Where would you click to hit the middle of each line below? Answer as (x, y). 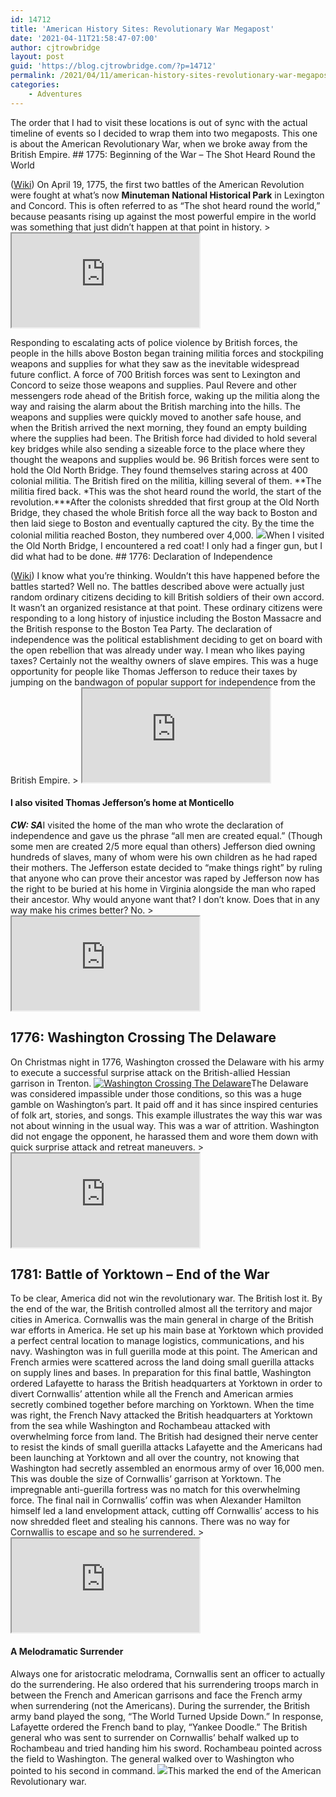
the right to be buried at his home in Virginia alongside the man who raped (163, 888)
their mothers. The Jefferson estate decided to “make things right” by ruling (166, 867)
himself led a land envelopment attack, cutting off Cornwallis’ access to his (165, 1511)
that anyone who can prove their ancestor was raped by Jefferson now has (165, 878)
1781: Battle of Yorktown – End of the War (140, 1274)
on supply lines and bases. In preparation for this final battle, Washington (161, 1373)
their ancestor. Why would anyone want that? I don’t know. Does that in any (165, 899)
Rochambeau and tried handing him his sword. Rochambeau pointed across (166, 1748)
